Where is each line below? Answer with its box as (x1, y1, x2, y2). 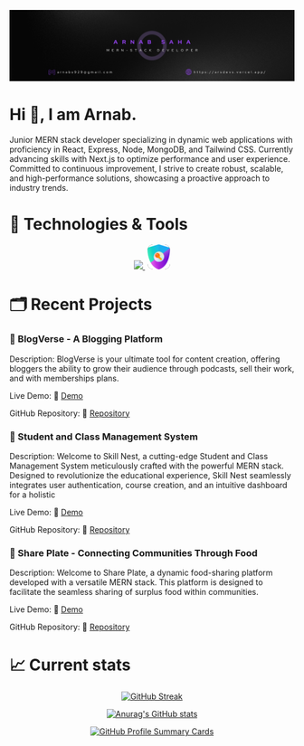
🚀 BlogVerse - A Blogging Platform (9, 333, 163, 345)
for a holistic (9, 489, 56, 500)
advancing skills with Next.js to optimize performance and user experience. (9, 153, 291, 164)
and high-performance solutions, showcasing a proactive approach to (9, 173, 270, 184)
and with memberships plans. (9, 373, 119, 383)
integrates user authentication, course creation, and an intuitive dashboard (9, 479, 288, 490)
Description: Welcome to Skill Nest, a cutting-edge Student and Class (9, 450, 269, 461)
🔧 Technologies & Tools (9, 214, 188, 235)
